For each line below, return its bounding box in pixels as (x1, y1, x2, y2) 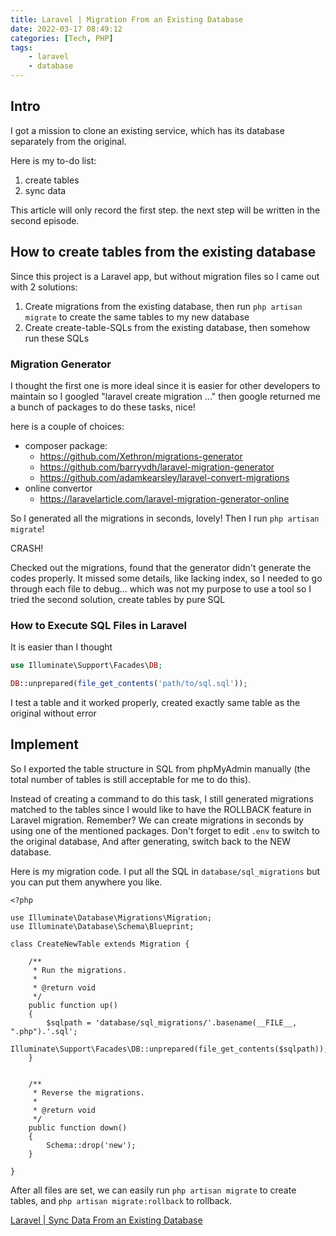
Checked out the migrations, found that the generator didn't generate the (10, 561, 312, 573)
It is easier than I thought (10, 641, 113, 653)
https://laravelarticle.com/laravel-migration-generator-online (39, 492, 290, 505)
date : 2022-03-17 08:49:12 (10, 24, 123, 34)
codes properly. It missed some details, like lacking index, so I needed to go (10, 572, 323, 584)
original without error (10, 707, 97, 719)
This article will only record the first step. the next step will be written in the (10, 204, 321, 216)
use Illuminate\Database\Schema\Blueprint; (10, 921, 195, 931)
